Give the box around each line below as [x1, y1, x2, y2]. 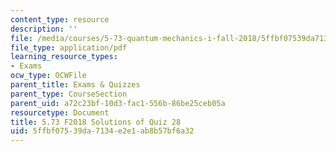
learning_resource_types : [10, 52, 118, 62]
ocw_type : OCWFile [10, 71, 87, 81]
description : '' [10, 24, 78, 34]
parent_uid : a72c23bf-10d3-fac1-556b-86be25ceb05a [10, 98, 226, 108]
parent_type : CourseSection [10, 89, 128, 99]
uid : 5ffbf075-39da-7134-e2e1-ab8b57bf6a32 [10, 126, 195, 136]
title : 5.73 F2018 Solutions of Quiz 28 [10, 117, 182, 127]
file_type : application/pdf [10, 42, 128, 53]
